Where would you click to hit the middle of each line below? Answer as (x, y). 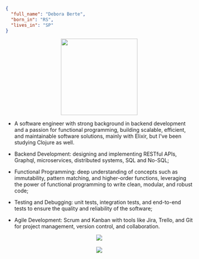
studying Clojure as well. (44, 143)
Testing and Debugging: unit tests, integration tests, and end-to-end (98, 203)
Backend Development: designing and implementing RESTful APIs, (95, 154)
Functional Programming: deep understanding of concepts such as (96, 172)
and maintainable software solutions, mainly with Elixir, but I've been (98, 136)
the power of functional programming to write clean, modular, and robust (103, 185)
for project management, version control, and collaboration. (87, 226)
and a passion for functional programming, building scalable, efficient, (100, 130)
